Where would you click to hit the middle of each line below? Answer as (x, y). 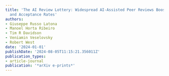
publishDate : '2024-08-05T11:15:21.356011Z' (53, 51)
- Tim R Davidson (23, 33)
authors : (14, 19)
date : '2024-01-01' (26, 47)
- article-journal (24, 61)
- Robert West (20, 42)
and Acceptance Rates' (33, 14)
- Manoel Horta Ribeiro (30, 28)
